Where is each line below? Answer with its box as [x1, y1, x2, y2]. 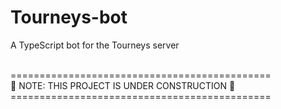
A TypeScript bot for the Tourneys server [10, 39, 180, 51]
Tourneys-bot [10, 6, 128, 29]
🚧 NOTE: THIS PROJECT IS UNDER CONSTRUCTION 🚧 [10, 79, 236, 91]
